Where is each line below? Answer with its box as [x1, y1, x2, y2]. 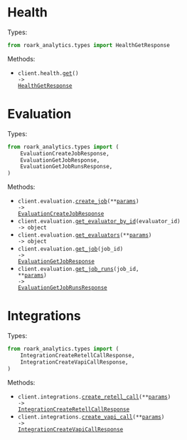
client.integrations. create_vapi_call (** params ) [17, 413, 165, 421]
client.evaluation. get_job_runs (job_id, [17, 265, 139, 273]
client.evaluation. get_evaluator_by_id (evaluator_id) [17, 218, 181, 225]
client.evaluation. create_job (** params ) [17, 198, 139, 205]
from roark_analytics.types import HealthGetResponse [7, 41, 171, 48]
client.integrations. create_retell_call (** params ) [17, 393, 171, 400]
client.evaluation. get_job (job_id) [17, 245, 124, 253]
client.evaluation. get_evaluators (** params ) [17, 232, 152, 239]
